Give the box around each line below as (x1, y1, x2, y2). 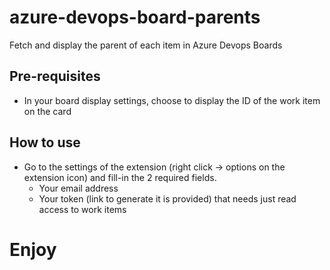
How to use (9, 134, 81, 151)
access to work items (38, 203, 127, 215)
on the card (23, 105, 72, 117)
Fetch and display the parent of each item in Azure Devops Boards (9, 39, 283, 51)
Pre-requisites (9, 68, 101, 85)
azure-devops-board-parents (9, 6, 261, 29)
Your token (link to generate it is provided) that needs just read (38, 192, 297, 205)
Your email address (38, 182, 119, 194)
